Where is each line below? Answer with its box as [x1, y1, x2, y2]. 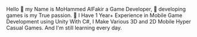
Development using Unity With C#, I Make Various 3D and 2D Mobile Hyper [6, 18, 191, 25]
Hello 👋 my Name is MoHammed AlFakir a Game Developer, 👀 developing [6, 6, 186, 12]
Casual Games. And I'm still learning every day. [6, 24, 122, 31]
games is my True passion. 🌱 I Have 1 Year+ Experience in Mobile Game [6, 12, 183, 19]
